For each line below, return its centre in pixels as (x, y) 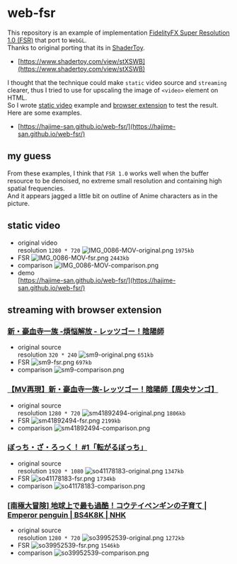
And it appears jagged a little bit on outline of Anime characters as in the (112, 195)
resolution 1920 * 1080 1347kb (100, 471)
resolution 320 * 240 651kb (86, 355)
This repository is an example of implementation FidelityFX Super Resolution (118, 33)
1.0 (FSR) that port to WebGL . (47, 40)
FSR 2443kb (73, 258)
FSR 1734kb (67, 478)
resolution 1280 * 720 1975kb (106, 250)
